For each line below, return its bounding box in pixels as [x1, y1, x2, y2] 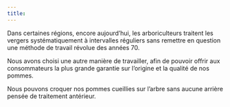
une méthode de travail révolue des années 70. [7, 43, 140, 51]
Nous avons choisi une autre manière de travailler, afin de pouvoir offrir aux [7, 56, 220, 65]
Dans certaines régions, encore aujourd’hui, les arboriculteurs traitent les [7, 29, 214, 37]
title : [7, 10, 26, 17]
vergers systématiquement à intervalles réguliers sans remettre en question [7, 36, 221, 45]
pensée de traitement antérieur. [7, 92, 96, 100]
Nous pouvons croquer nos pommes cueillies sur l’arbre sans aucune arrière [7, 84, 223, 93]
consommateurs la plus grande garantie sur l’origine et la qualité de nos [7, 64, 209, 72]
